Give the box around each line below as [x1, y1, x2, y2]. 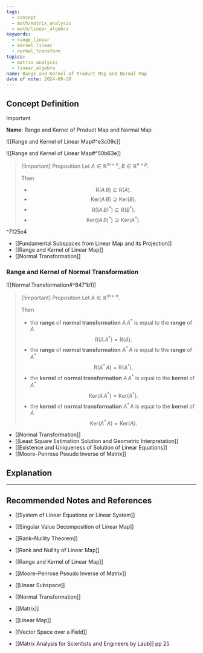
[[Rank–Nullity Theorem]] [14, 535, 78, 542]
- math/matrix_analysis [11, 20, 71, 26]
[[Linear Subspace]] [14, 582, 65, 589]
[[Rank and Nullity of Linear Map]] [14, 547, 100, 554]
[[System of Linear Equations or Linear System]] [14, 511, 135, 519]
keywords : [6, 31, 31, 37]
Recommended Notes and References [6, 495, 152, 506]
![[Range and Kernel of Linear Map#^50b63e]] [6, 149, 121, 157]
